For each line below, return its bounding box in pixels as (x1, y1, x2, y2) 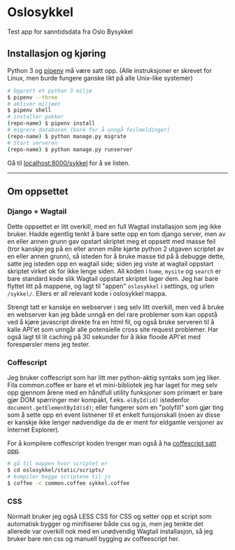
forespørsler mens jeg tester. (7, 341, 91, 349)
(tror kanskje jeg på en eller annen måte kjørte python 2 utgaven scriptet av (7, 245, 225, 253)
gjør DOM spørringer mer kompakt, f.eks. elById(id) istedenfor (7, 396, 190, 404)
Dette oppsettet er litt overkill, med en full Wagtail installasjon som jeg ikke (7, 222, 222, 231)
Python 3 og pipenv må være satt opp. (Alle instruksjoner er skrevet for (7, 66, 212, 74)
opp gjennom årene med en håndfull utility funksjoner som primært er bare (7, 388, 223, 397)
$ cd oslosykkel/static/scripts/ (7, 467, 105, 474)
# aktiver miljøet (7, 100, 61, 107)
